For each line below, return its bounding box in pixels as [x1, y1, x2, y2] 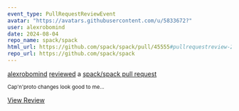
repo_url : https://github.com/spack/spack [7, 51, 135, 58]
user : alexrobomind [7, 23, 65, 31]
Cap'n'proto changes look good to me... [7, 83, 105, 90]
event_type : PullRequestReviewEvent [7, 10, 116, 18]
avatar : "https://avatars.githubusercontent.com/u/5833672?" [7, 17, 193, 24]
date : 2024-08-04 [7, 30, 59, 38]
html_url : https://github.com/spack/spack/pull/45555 [7, 43, 171, 51]
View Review [7, 95, 45, 104]
